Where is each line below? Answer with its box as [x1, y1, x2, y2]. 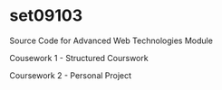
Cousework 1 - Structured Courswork [9, 52, 149, 63]
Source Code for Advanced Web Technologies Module [9, 35, 213, 46]
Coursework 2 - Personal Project [9, 69, 132, 81]
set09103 [9, 5, 83, 26]
